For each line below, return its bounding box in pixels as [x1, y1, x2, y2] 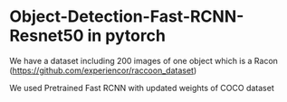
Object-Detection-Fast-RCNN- [9, 6, 244, 27]
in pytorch [87, 25, 166, 46]
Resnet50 [9, 25, 84, 46]
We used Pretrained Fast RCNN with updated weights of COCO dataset [9, 82, 274, 93]
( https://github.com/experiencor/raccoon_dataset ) [9, 65, 197, 76]
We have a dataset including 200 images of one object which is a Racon [9, 55, 279, 66]
